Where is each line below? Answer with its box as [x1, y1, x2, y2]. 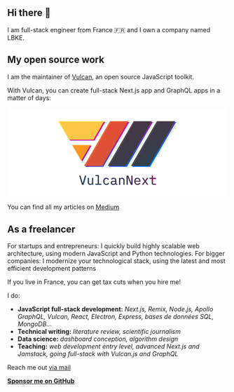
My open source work [7, 54, 105, 66]
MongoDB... [17, 320, 53, 328]
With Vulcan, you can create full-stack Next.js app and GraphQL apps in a [7, 86, 221, 95]
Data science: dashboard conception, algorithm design [17, 334, 179, 344]
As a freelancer [7, 223, 76, 235]
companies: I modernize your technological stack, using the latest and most [7, 257, 226, 265]
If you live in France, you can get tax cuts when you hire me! [7, 278, 181, 286]
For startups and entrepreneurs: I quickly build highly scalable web [7, 242, 200, 250]
